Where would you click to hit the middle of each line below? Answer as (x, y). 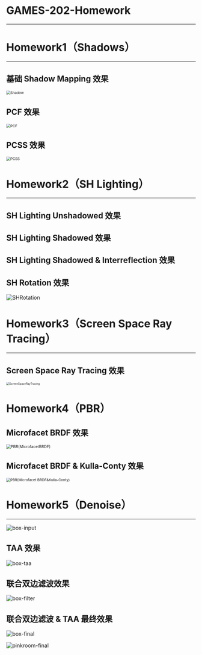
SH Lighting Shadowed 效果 (59, 238)
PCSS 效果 (26, 145)
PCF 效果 (23, 112)
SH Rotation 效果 (38, 283)
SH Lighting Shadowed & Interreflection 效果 (91, 260)
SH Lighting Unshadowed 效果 (64, 216)
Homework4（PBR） (59, 409)
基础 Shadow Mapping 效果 (57, 79)
